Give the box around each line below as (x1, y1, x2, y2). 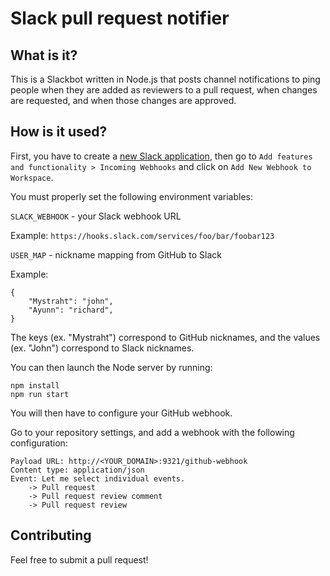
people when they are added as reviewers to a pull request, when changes (10, 84, 318, 96)
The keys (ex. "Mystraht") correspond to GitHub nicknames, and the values (10, 331, 321, 343)
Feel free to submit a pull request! (10, 553, 149, 566)
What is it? (10, 47, 78, 64)
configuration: (10, 437, 68, 449)
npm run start (10, 389, 70, 399)
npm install (10, 380, 60, 391)
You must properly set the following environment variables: (10, 190, 254, 202)
